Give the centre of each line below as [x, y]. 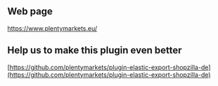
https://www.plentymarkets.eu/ [52, 28]
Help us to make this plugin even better [95, 51]
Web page [30, 12]
